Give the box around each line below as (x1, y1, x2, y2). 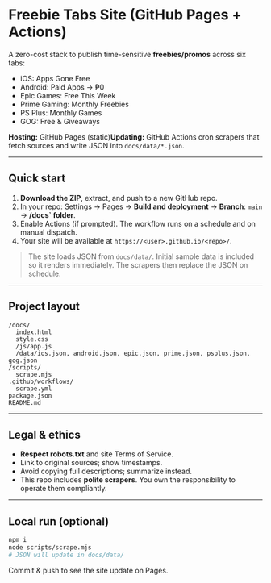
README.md (8, 398, 42, 406)
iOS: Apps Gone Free (19, 73, 90, 83)
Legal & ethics (8, 427, 81, 441)
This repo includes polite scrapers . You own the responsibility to (19, 475, 236, 485)
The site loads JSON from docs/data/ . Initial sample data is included (27, 252, 255, 261)
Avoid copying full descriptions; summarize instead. (19, 466, 192, 477)
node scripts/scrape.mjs (8, 543, 92, 552)
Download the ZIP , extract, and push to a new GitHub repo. (19, 193, 218, 202)
